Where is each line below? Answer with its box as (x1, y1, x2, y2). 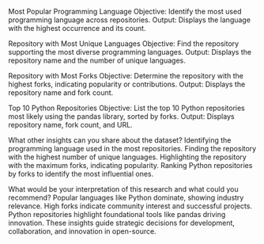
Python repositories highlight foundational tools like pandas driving (8, 210, 226, 219)
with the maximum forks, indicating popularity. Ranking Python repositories (8, 161, 253, 170)
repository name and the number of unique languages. (8, 55, 186, 65)
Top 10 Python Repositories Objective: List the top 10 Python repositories (8, 103, 245, 112)
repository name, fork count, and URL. (8, 120, 133, 129)
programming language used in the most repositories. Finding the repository (8, 144, 257, 153)
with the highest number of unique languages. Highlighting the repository (8, 152, 247, 162)
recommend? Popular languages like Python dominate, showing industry (8, 193, 244, 202)
